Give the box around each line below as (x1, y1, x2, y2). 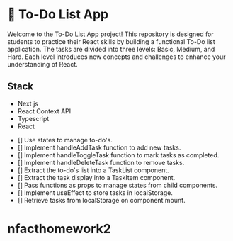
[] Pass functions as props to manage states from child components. (17, 181, 218, 189)
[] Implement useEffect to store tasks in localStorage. (17, 188, 174, 197)
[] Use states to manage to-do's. (17, 135, 113, 144)
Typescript (17, 114, 50, 123)
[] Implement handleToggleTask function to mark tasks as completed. (17, 150, 220, 159)
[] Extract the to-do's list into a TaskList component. (17, 166, 170, 174)
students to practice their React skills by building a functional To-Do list (7, 37, 216, 45)
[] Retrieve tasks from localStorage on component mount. (17, 196, 186, 204)
